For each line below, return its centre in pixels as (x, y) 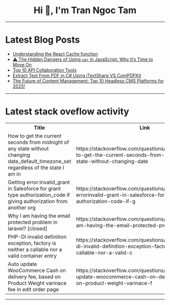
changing (19, 155)
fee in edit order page (33, 289)
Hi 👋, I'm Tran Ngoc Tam (85, 10)
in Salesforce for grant (34, 188)
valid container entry (32, 256)
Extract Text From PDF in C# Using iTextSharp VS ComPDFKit (77, 75)
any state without (28, 148)
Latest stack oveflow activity (67, 112)
